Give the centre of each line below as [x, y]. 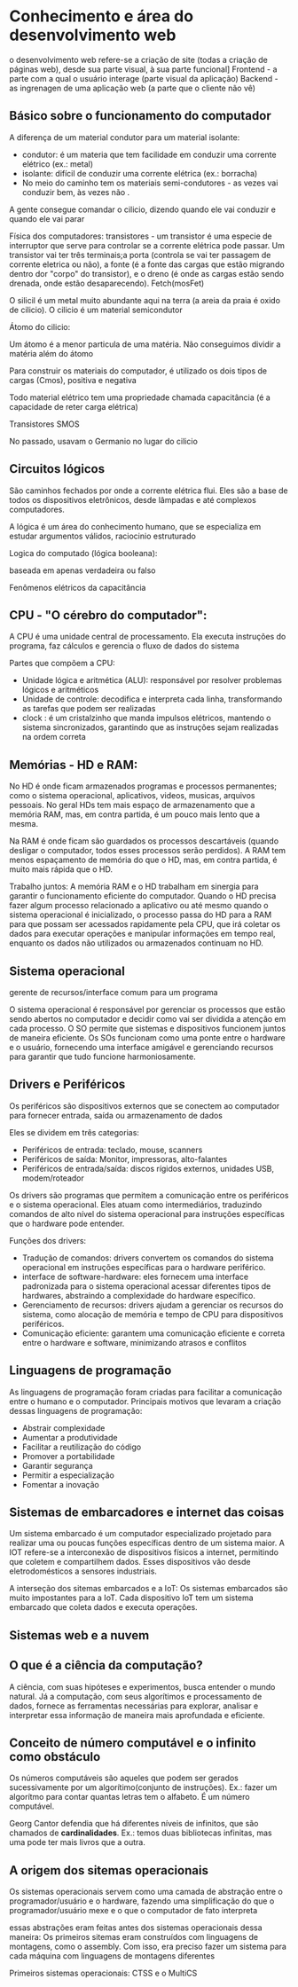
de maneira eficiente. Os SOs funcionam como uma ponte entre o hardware [147, 1038]
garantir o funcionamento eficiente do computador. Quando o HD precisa [143, 896]
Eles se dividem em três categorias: [74, 1132]
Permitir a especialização [68, 1475]
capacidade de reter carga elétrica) [74, 406]
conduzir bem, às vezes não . [76, 192]
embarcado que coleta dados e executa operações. [103, 1607]
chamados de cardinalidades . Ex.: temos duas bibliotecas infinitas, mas [141, 1833]
